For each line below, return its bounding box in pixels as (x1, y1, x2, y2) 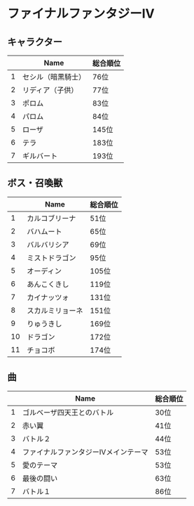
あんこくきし (27, 279, 69, 289)
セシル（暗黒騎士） (22, 72, 86, 82)
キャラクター (7, 36, 63, 48)
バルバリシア (27, 240, 69, 249)
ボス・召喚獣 (7, 177, 63, 189)
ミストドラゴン (27, 253, 76, 263)
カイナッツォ (27, 292, 69, 302)
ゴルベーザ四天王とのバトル (22, 408, 114, 417)
